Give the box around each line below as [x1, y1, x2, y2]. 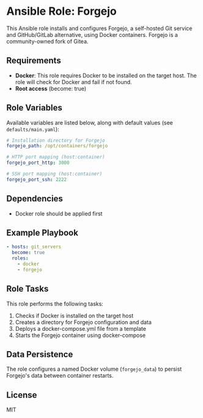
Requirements [6, 55, 61, 66]
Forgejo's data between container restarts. [6, 372, 114, 379]
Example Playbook [6, 228, 78, 238]
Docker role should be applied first [15, 210, 103, 217]
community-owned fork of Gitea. [6, 37, 89, 45]
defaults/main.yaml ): [6, 125, 59, 133]
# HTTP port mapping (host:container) [6, 154, 105, 160]
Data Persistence [6, 349, 73, 360]
